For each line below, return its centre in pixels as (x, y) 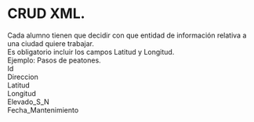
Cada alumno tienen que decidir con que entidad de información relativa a (127, 35)
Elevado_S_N (29, 102)
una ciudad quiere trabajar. (51, 43)
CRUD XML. (46, 14)
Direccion (23, 77)
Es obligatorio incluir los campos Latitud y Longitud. (91, 52)
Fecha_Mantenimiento (43, 109)
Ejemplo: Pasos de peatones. (54, 60)
